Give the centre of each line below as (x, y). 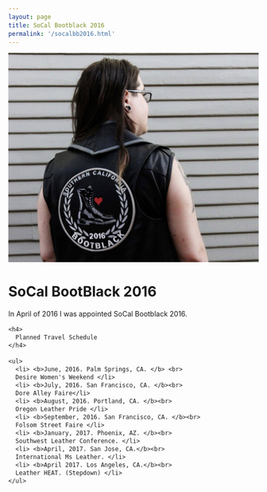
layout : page (30, 17)
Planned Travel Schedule (56, 337)
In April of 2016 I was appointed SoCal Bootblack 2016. (98, 313)
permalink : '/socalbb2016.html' (62, 33)
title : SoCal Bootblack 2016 (56, 25)
